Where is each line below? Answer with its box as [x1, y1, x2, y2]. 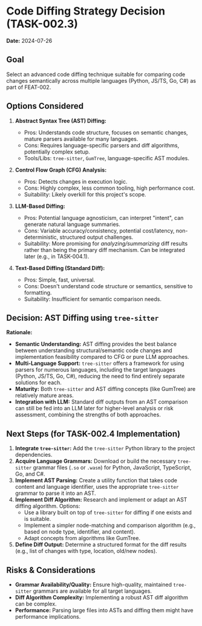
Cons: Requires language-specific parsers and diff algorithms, [24, 141, 180, 149]
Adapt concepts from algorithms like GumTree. [24, 535, 141, 542]
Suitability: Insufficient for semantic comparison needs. [24, 295, 162, 303]
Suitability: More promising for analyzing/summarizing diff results [24, 240, 188, 247]
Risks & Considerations [6, 565, 96, 575]
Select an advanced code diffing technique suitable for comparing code [6, 71, 186, 78]
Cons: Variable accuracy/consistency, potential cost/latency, [24, 227, 175, 234]
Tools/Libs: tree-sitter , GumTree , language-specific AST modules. [24, 154, 189, 161]
